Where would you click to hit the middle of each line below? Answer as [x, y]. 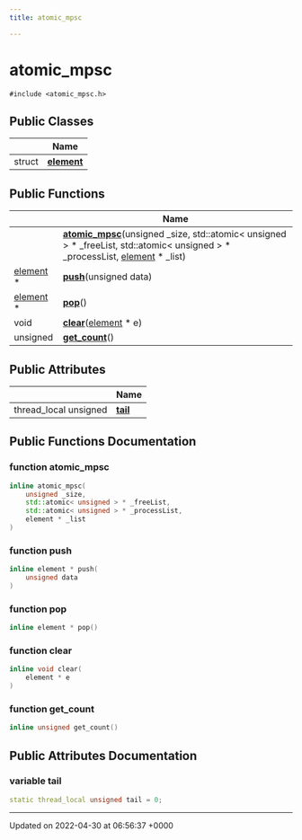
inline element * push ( [54, 570]
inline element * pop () [54, 628]
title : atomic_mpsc [46, 18]
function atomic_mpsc [59, 467]
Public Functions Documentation [103, 442]
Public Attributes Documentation [103, 756]
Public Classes [52, 121]
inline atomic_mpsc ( [48, 486]
